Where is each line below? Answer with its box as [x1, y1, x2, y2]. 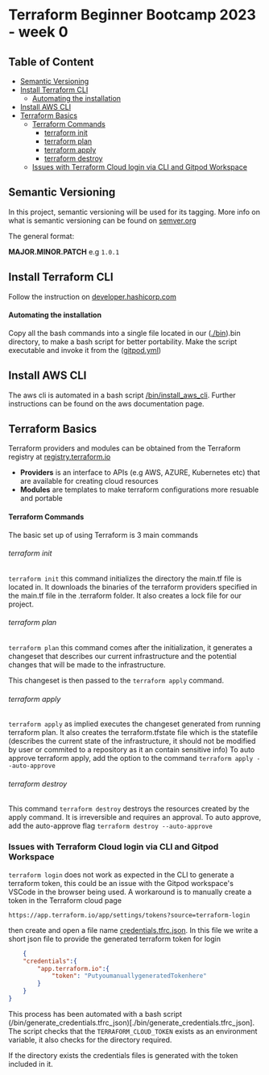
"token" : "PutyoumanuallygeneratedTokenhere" [51, 972, 207, 981]
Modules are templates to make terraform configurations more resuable [19, 485, 259, 494]
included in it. [8, 1059, 54, 1069]
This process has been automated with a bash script [8, 1009, 183, 1018]
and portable [19, 493, 63, 503]
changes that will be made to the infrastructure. [8, 660, 167, 670]
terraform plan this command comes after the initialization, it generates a [8, 643, 253, 653]
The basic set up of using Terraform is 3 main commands [8, 530, 199, 540]
